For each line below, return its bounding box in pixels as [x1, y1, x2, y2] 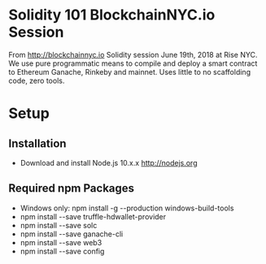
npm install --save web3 [20, 237, 102, 247]
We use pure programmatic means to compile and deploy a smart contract [8, 58, 258, 68]
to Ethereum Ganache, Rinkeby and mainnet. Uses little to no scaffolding [8, 67, 251, 76]
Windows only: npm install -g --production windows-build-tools [20, 203, 234, 213]
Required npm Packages [8, 181, 135, 196]
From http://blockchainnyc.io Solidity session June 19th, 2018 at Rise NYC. [8, 50, 258, 59]
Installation [8, 136, 67, 150]
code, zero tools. [8, 76, 65, 85]
